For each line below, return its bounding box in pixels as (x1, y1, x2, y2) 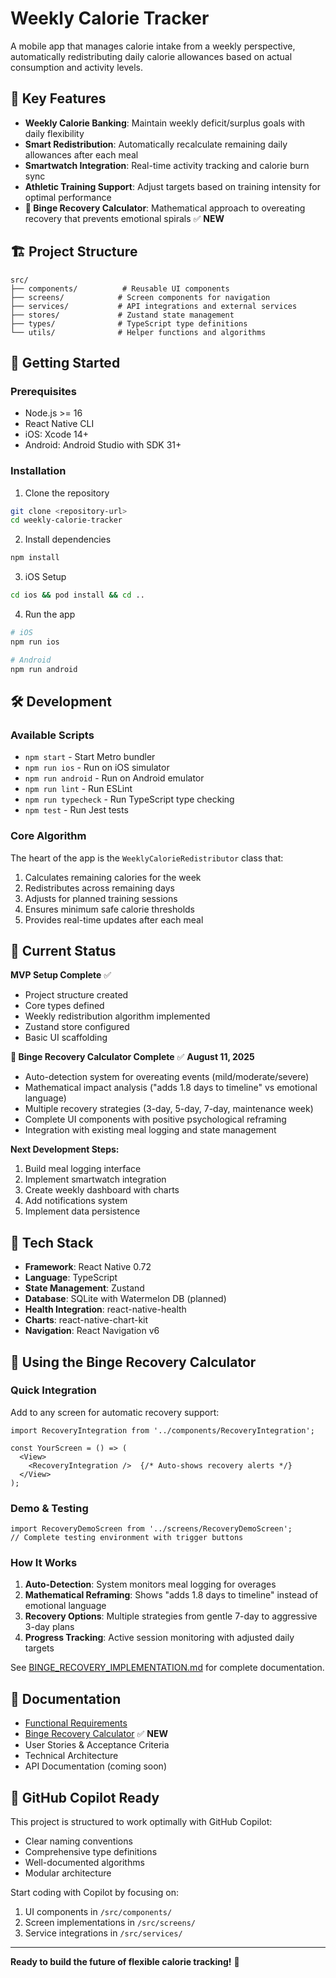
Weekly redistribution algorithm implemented (24, 1010, 211, 1022)
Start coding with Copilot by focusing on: (10, 1887, 180, 1899)
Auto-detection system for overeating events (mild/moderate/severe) (24, 1071, 310, 1083)
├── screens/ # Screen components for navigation (10, 292, 271, 302)
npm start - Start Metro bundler (24, 751, 156, 763)
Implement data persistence (24, 1205, 141, 1217)
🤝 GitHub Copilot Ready (10, 1789, 160, 1806)
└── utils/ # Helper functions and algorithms (10, 327, 267, 337)
